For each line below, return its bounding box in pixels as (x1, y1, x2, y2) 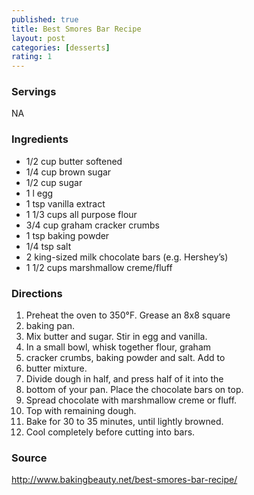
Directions (11, 286, 63, 300)
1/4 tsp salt (25, 240, 72, 252)
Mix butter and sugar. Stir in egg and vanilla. (25, 331, 208, 343)
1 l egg (25, 187, 54, 199)
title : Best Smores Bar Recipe (11, 24, 142, 34)
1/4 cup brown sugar (25, 166, 112, 178)
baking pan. (25, 320, 76, 332)
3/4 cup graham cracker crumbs (25, 219, 160, 231)
